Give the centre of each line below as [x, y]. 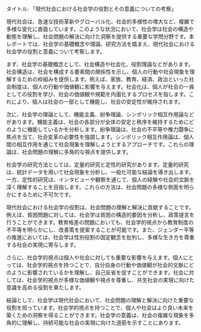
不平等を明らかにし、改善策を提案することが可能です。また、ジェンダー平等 [100, 230]
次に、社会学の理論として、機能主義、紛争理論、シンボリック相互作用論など [100, 114]
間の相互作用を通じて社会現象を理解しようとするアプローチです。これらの [98, 144]
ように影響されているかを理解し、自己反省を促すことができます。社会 [98, 272]
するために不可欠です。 [45, 194]
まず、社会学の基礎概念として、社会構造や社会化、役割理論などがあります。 [100, 64]
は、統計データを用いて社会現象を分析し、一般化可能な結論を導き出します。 [100, 172]
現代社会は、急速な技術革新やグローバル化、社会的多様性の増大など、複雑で [100, 22]
